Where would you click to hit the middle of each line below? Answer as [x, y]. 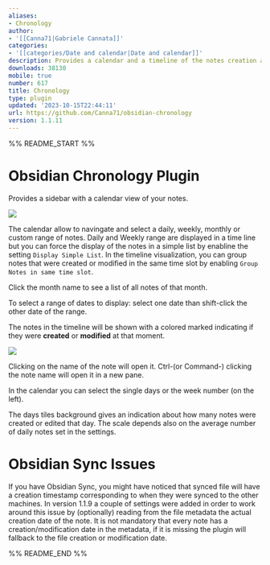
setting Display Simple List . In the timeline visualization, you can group [128, 254]
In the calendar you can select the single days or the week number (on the [131, 390]
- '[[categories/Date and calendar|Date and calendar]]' [106, 53]
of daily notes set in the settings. [62, 431]
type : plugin [30, 98]
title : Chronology [39, 91]
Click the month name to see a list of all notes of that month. [108, 287]
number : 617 [28, 83]
